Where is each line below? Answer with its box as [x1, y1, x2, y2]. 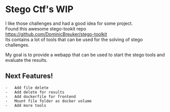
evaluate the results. [5, 57, 48, 63]
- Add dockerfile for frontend [5, 94, 76, 99]
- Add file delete [5, 85, 49, 90]
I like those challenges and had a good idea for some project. [5, 20, 133, 26]
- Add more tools [5, 103, 47, 108]
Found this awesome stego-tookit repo [5, 25, 86, 31]
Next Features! [5, 72, 53, 81]
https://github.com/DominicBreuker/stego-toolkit [5, 31, 108, 37]
